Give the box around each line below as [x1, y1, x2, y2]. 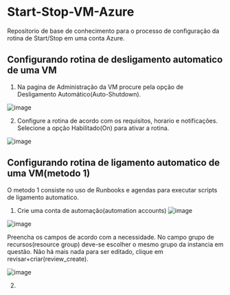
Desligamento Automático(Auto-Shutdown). [16, 90, 141, 98]
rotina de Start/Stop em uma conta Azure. [7, 34, 125, 42]
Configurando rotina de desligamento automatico [7, 54, 223, 66]
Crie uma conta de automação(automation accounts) [16, 206, 167, 214]
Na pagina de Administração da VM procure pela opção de [16, 83, 184, 91]
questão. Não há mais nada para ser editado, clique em [7, 247, 163, 255]
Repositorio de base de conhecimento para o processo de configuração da [7, 27, 220, 35]
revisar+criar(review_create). [7, 255, 89, 263]
